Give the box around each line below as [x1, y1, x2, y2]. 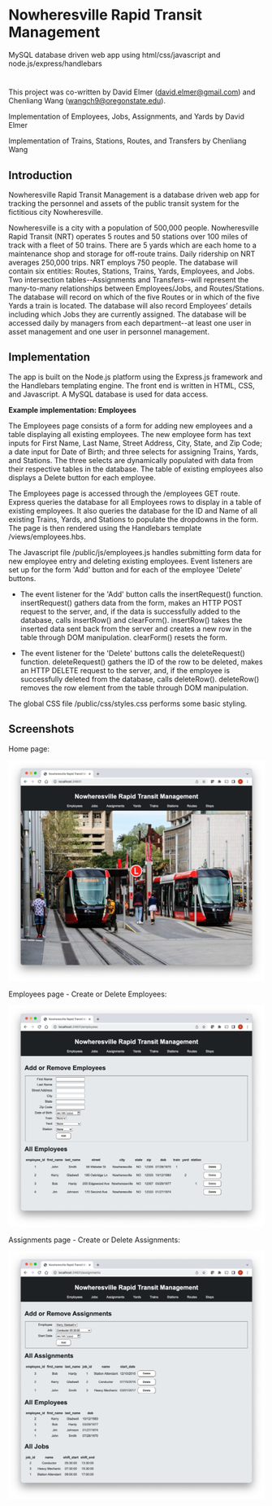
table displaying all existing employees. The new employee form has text [8, 429, 252, 439]
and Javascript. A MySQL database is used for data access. [8, 389, 209, 399]
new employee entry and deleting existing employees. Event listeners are [8, 556, 253, 566]
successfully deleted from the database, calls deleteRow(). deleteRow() [19, 674, 260, 684]
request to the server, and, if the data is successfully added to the [19, 606, 241, 616]
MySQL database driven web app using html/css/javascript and [8, 50, 221, 59]
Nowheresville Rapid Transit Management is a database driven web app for [8, 190, 260, 199]
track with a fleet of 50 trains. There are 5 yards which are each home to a [8, 240, 257, 250]
